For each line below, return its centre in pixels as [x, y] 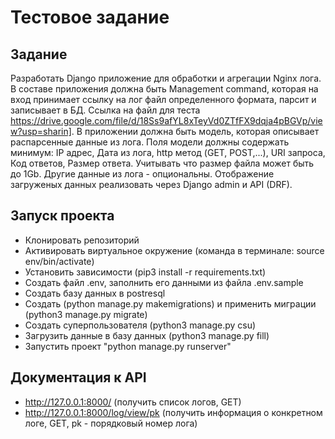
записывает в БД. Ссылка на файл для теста [105, 110]
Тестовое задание [90, 17]
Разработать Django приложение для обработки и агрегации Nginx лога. [166, 78]
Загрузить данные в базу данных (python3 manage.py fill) [147, 335]
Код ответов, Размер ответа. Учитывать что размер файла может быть [162, 163]
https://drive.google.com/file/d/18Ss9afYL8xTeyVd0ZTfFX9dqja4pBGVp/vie [166, 120]
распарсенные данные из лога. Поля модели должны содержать [150, 142]
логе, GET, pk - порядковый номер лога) [111, 423]
